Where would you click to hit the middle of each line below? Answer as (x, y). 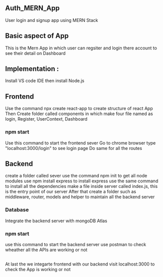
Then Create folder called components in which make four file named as (79, 114)
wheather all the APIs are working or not (46, 250)
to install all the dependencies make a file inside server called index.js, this (81, 186)
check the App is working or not (38, 270)
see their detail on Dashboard (36, 53)
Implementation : (32, 69)
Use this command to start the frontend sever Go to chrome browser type (81, 143)
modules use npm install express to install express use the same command (82, 181)
